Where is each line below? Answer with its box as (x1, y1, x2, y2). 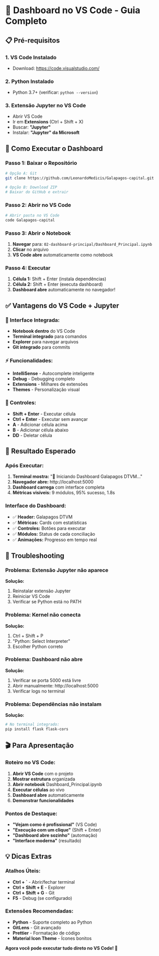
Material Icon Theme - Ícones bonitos (12, 935, 92, 941)
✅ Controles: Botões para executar (12, 525, 86, 531)
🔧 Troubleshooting (5, 551, 64, 560)
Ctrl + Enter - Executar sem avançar (12, 416, 88, 422)
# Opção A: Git (5, 171, 37, 176)
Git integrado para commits (12, 344, 70, 350)
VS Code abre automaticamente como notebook (12, 252, 113, 257)
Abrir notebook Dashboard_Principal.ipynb (12, 781, 102, 787)
